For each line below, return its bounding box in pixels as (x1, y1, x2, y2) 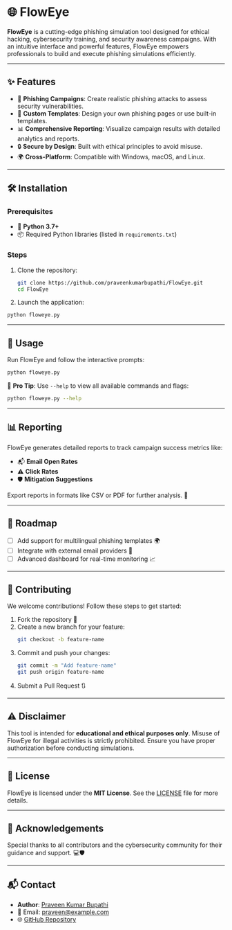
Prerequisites (7, 207, 53, 217)
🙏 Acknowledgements (7, 823, 104, 834)
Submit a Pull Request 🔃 (17, 681, 86, 690)
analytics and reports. (17, 134, 79, 143)
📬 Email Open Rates (17, 457, 78, 465)
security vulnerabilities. (17, 102, 84, 110)
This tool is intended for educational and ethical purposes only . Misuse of (7, 728, 220, 737)
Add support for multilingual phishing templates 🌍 (17, 536, 161, 544)
